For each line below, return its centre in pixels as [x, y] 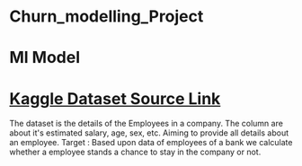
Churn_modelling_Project [107, 17]
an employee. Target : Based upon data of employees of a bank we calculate [151, 143]
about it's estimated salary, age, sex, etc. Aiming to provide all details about [149, 133]
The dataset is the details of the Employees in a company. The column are [146, 124]
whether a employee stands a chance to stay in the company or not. [135, 152]
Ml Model [45, 58]
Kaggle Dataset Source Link [115, 98]
